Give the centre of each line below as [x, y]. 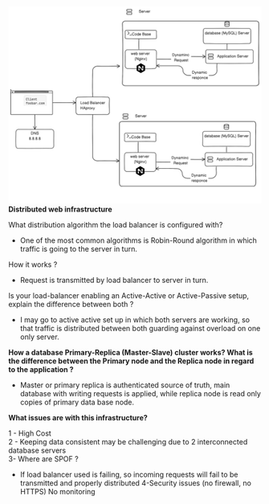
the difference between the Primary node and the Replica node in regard [131, 361]
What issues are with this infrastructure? [78, 417]
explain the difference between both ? [71, 304]
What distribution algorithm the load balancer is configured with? [116, 224]
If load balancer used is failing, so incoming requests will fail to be [129, 474]
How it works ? [33, 264]
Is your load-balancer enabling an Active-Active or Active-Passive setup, [129, 295]
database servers [37, 450]
